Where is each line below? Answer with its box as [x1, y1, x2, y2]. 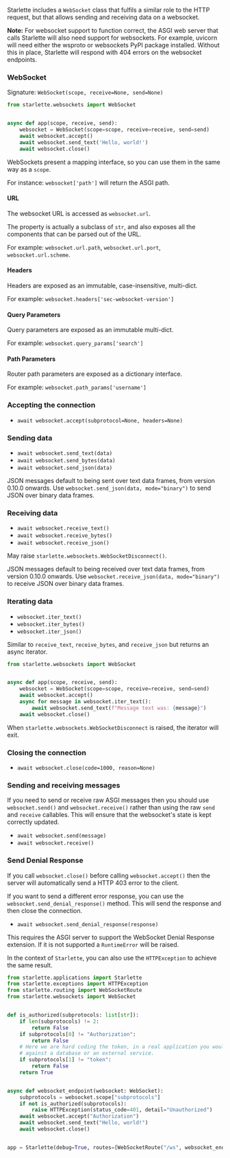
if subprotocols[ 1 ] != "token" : [19, 1056, 112, 1063]
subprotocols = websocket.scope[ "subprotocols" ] [19, 1094, 161, 1100]
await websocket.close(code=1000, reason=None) [16, 764, 155, 771]
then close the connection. [7, 906, 83, 914]
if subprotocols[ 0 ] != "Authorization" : [19, 1030, 136, 1038]
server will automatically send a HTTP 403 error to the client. [7, 878, 179, 887]
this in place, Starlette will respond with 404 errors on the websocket [7, 48, 202, 56]
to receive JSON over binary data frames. [7, 580, 125, 588]
